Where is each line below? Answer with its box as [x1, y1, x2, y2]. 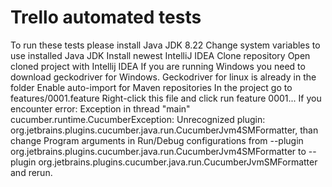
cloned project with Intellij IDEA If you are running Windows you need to [10, 60, 306, 72]
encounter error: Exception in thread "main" [10, 102, 191, 115]
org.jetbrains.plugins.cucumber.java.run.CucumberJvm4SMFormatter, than [10, 124, 319, 136]
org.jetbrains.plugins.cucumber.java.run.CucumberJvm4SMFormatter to [10, 145, 307, 157]
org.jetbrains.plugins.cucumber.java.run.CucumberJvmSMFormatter [38, 156, 318, 168]
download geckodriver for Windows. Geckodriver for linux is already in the [10, 71, 317, 83]
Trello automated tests [10, 6, 202, 29]
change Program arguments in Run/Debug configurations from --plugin [10, 134, 304, 146]
